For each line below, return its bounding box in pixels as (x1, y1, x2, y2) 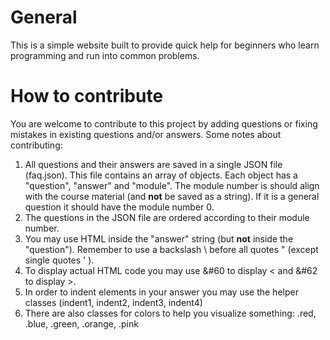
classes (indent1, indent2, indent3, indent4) (24, 296, 203, 308)
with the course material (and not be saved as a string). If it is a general (24, 190, 320, 202)
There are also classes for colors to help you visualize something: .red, (24, 307, 317, 319)
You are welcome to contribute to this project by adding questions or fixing (10, 117, 318, 130)
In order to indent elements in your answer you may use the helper (24, 286, 299, 298)
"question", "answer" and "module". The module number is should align (24, 179, 320, 191)
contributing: (10, 139, 63, 151)
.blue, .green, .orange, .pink (24, 317, 139, 330)
